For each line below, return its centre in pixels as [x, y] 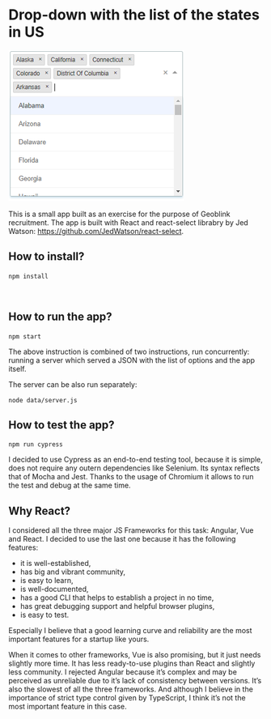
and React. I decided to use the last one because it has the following [122, 539]
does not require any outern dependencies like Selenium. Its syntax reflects [134, 468]
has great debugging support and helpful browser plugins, [117, 606]
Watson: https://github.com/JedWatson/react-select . [96, 231]
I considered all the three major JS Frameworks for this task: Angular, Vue [131, 530]
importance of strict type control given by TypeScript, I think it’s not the [127, 698]
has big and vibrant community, [73, 572]
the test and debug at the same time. [70, 485]
